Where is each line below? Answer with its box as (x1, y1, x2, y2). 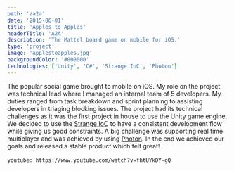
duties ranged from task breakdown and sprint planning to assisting (7, 96, 203, 106)
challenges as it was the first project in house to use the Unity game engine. (7, 112, 227, 120)
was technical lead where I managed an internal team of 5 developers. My (7, 89, 221, 98)
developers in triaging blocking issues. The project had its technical (7, 104, 203, 113)
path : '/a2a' (7, 10, 46, 18)
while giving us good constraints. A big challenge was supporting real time (7, 127, 223, 135)
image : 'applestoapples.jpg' (7, 50, 93, 57)
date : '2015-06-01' (7, 17, 65, 24)
